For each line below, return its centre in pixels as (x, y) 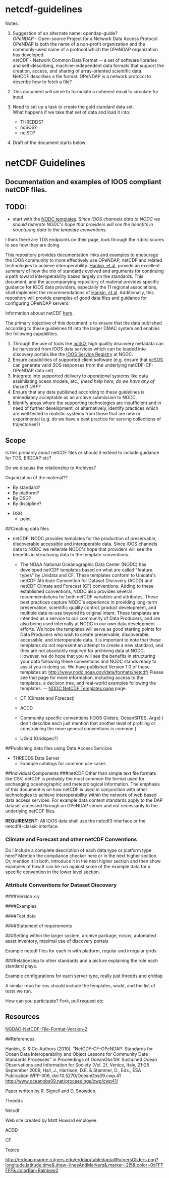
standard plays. (21, 966)
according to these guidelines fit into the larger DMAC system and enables (82, 329)
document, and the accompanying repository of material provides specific (82, 282)
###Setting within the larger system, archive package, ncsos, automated (81, 935)
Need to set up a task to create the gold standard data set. (73, 106)
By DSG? (22, 498)
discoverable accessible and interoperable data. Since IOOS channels (85, 544)
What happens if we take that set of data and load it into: (71, 112)
